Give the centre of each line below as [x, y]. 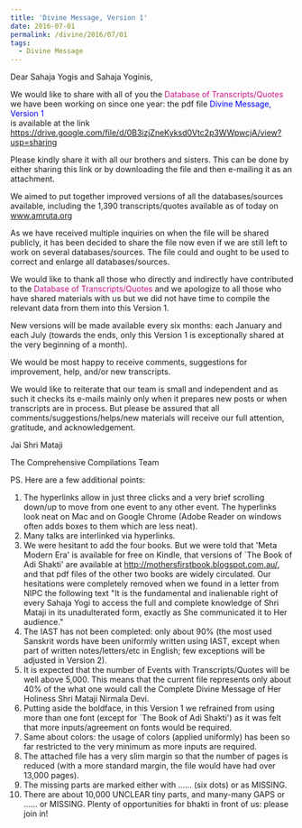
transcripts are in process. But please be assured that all [115, 409]
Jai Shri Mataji [37, 445]
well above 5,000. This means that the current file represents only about [157, 680]
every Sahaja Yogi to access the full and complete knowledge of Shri [151, 603]
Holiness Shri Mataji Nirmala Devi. [86, 699]
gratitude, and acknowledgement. [73, 428]
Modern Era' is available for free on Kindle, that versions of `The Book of [158, 555]
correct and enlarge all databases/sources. [90, 262]
